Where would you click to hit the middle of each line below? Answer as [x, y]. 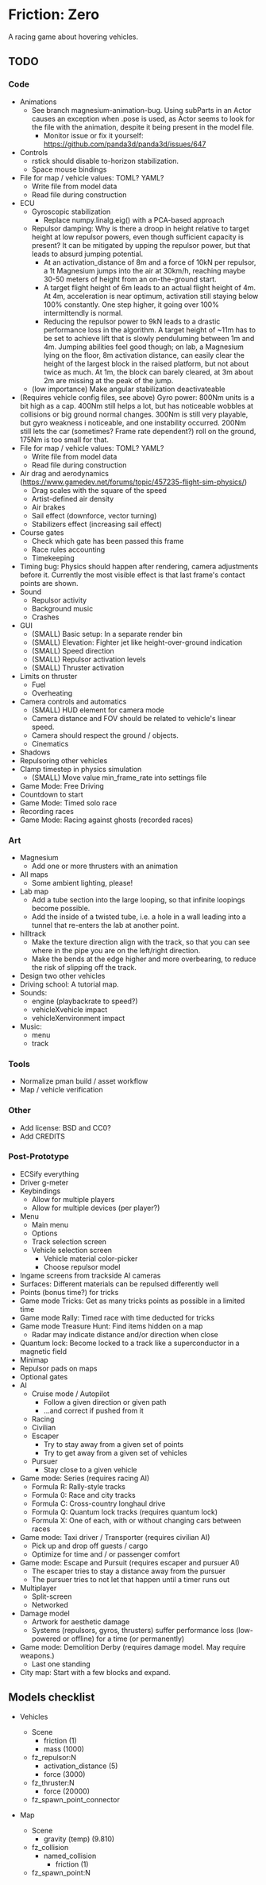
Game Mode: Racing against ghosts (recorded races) [106, 820]
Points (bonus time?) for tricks [69, 1292]
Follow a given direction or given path [105, 1402]
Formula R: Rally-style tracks [78, 1486]
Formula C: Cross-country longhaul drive [98, 1503]
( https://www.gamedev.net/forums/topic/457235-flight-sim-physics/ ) [133, 482]
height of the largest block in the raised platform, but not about [146, 363]
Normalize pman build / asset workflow [84, 1081]
